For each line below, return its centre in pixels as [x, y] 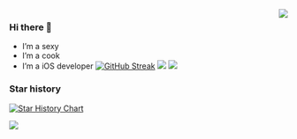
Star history [35, 89]
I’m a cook [41, 55]
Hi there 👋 [31, 27]
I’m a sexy [40, 47]
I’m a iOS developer [57, 66]
